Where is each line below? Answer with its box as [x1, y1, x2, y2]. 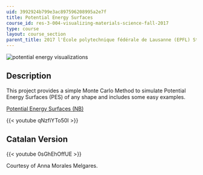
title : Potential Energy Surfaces [6, 14, 94, 21]
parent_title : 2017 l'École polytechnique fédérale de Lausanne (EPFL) [6, 37, 190, 43]
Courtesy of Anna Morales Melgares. [6, 162, 98, 169]
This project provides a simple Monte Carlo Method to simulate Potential [6, 87, 186, 94]
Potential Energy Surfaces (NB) [6, 105, 84, 112]
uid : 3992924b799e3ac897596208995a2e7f [6, 8, 107, 15]
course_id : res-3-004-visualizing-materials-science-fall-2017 [6, 20, 169, 26]
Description [6, 71, 51, 81]
